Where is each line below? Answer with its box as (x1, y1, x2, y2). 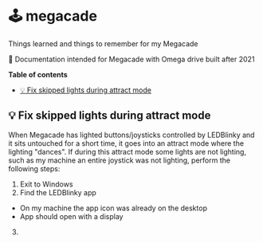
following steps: (8, 163, 61, 173)
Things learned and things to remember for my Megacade (8, 38, 198, 49)
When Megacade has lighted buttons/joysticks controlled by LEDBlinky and (8, 130, 255, 139)
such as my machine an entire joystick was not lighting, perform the (8, 155, 231, 165)
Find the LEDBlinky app (19, 187, 97, 197)
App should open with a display (19, 211, 124, 221)
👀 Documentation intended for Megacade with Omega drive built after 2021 (8, 54, 255, 64)
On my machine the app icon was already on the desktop (19, 203, 207, 213)
